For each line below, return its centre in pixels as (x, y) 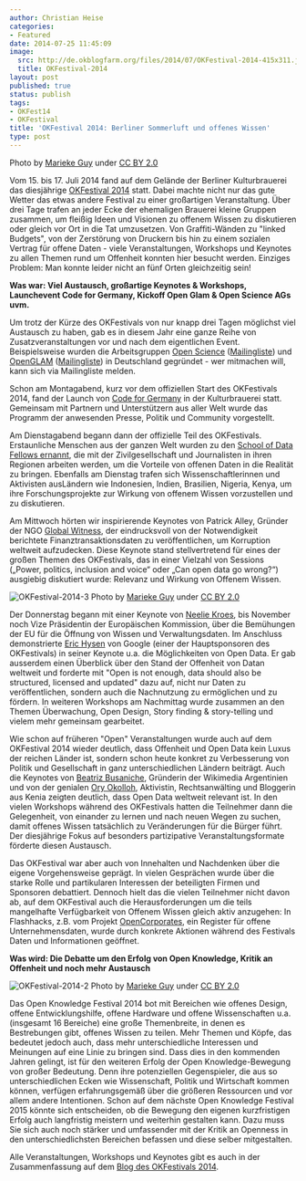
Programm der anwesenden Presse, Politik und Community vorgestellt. (142, 417)
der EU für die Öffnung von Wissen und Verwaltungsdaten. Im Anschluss (146, 633)
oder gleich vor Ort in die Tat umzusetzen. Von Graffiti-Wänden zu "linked (148, 228)
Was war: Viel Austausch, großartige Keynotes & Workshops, (128, 285)
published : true (40, 86)
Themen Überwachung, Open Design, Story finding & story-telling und (141, 711)
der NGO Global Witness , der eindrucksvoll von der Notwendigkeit (133, 530)
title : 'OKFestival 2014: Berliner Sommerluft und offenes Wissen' (140, 129)
